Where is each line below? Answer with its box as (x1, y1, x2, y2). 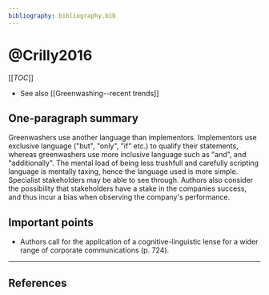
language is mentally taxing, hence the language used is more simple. (8, 167, 239, 176)
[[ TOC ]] (8, 73, 34, 83)
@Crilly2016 (8, 46, 93, 64)
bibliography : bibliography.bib (8, 11, 116, 20)
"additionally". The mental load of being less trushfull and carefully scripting (8, 158, 259, 168)
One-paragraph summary (8, 111, 139, 125)
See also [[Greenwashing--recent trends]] (19, 88, 159, 98)
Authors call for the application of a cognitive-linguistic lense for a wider (19, 237, 259, 247)
